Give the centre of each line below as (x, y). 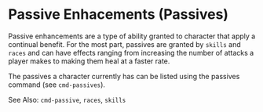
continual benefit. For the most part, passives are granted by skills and (124, 44)
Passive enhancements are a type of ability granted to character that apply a (132, 36)
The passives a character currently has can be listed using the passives (124, 76)
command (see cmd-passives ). (57, 85)
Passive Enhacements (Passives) (119, 14)
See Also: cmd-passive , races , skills (67, 99)
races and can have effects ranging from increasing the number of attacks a (131, 52)
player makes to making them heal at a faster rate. (89, 61)
